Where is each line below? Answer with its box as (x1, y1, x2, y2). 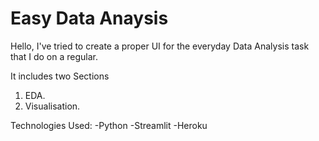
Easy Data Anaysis (10, 7, 169, 30)
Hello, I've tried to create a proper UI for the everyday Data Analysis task (10, 40, 310, 52)
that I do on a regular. (10, 50, 98, 62)
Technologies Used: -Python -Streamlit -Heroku (10, 119, 208, 131)
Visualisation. (24, 100, 81, 112)
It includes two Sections (10, 70, 110, 82)
